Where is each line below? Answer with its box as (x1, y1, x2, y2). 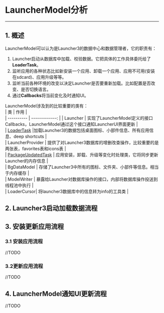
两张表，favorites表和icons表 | (5, 145, 66, 152)
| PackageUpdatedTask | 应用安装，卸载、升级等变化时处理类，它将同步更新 (5, 152, 159, 157)
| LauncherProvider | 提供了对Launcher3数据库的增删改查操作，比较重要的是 (5, 139, 159, 145)
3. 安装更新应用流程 (5, 222, 64, 230)
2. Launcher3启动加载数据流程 (5, 204, 98, 213)
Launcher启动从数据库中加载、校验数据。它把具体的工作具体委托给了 (12, 56, 151, 62)
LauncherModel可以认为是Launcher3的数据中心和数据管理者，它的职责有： (5, 45, 157, 51)
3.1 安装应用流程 (5, 238, 43, 245)
